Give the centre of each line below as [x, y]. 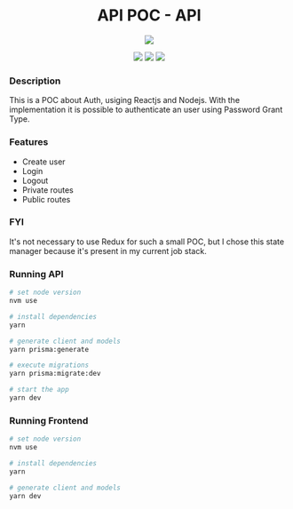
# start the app [39, 390]
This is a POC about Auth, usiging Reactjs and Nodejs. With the [125, 100]
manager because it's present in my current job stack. [108, 251]
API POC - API [149, 16]
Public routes [46, 199]
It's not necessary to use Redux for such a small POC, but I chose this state [147, 242]
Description [35, 81]
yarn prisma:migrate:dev [55, 374]
